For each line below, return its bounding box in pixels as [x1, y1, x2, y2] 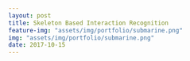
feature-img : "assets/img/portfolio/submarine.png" [8, 26, 183, 34]
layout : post [8, 11, 52, 20]
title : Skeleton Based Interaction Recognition [8, 19, 169, 27]
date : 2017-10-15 [8, 41, 66, 49]
